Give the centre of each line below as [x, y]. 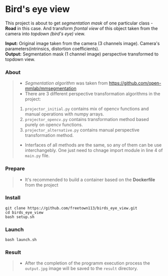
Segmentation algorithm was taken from [66, 83]
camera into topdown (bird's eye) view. [45, 33]
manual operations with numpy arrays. [64, 114]
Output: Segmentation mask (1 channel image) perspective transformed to [82, 54]
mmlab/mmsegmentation [50, 88]
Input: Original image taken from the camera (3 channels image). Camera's [82, 43]
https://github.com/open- [135, 83]
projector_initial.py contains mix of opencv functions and [87, 109]
